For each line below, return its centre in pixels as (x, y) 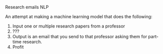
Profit (18, 47)
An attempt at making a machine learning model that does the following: (79, 16)
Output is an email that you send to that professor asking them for (80, 37)
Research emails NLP (27, 7)
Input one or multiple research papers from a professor (69, 26)
